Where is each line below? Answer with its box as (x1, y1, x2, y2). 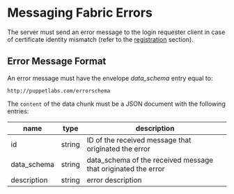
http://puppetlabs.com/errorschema (7, 87, 111, 95)
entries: (7, 106, 29, 115)
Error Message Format (7, 56, 107, 67)
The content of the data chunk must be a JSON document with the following (7, 99, 226, 108)
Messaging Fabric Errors (7, 5, 153, 21)
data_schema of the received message (86, 155, 214, 165)
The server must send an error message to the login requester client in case (7, 28, 226, 36)
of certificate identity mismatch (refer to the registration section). (7, 35, 194, 43)
